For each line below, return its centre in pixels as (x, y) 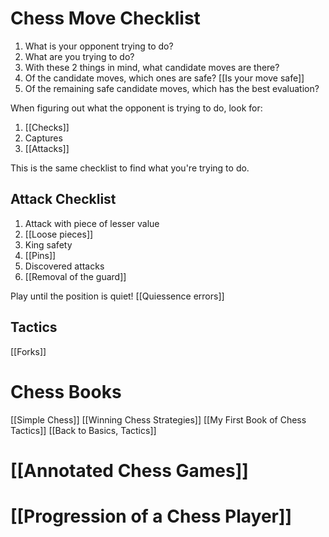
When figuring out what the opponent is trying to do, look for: (136, 108)
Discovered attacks (64, 266)
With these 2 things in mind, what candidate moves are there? (152, 67)
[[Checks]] (47, 127)
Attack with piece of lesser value (92, 223)
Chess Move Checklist (105, 18)
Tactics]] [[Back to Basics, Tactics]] (83, 430)
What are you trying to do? (79, 56)
